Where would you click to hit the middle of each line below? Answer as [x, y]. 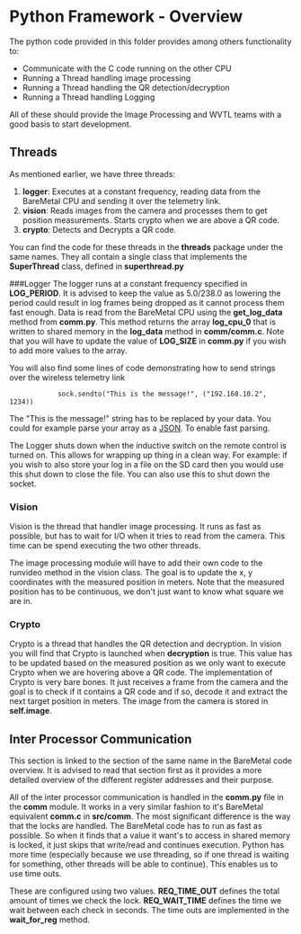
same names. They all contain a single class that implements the [128, 256]
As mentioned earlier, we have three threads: [93, 173]
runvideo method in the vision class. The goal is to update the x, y [131, 573]
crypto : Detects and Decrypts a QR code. [99, 229]
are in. [21, 601]
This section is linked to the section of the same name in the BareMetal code [150, 761]
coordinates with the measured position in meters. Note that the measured [147, 583]
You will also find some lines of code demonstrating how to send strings [142, 368]
